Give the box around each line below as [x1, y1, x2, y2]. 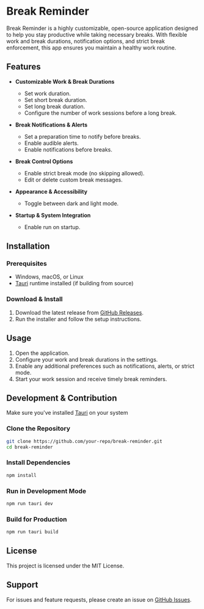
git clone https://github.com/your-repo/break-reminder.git [6, 438, 163, 444]
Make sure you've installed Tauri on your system [6, 409, 128, 417]
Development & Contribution [6, 393, 117, 403]
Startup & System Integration [15, 211, 91, 219]
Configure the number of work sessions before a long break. [24, 109, 177, 117]
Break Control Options [15, 158, 73, 165]
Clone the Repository [6, 425, 71, 433]
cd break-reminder [6, 444, 53, 450]
